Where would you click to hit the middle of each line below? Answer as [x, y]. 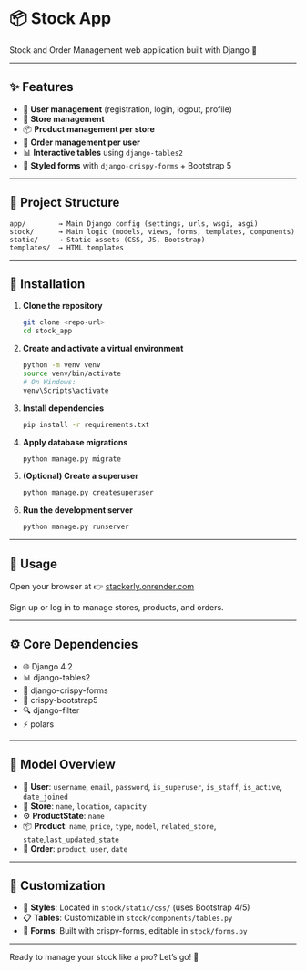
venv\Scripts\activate [66, 390]
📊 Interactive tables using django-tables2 [103, 152]
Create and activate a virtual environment [103, 349]
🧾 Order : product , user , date [75, 848]
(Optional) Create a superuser [81, 476]
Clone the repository [62, 306]
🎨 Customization [57, 885]
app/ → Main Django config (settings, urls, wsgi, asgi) [134, 224]
